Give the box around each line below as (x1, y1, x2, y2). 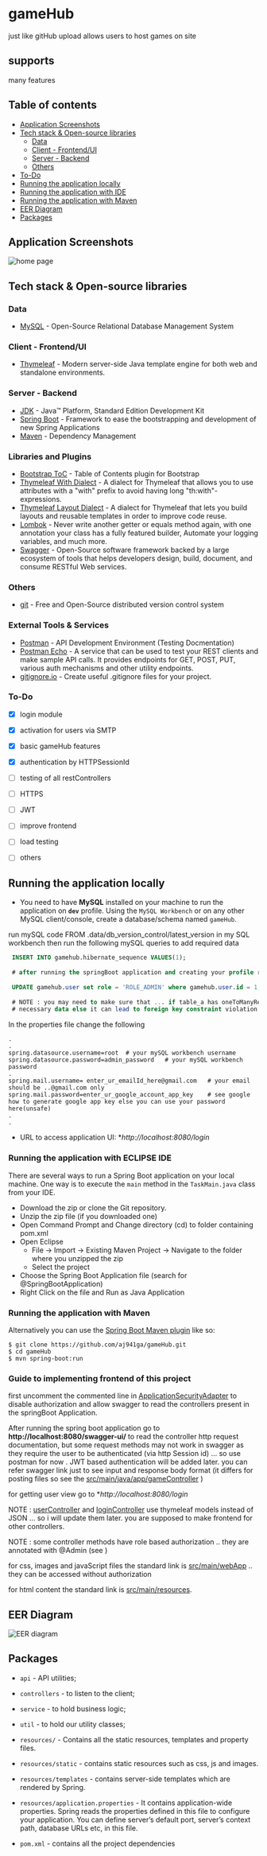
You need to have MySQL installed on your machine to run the (19, 898, 224, 907)
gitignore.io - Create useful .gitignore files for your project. (19, 671, 212, 681)
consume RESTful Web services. (19, 561, 127, 571)
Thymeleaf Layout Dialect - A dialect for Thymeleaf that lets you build (19, 503, 248, 512)
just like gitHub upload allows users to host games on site (8, 31, 197, 41)
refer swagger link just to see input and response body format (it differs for (8, 1466, 253, 1475)
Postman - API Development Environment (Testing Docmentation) (19, 638, 234, 647)
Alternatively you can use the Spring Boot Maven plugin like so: (8, 1325, 216, 1334)
